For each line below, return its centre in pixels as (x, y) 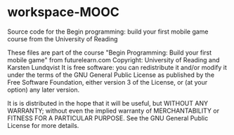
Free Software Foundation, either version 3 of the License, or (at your (108, 82)
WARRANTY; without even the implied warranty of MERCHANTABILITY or (113, 111)
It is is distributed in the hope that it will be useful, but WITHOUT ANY (108, 103)
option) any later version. (43, 90)
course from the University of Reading (63, 38)
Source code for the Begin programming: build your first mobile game (108, 31)
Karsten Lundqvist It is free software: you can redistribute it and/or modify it (117, 67)
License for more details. (43, 125)
